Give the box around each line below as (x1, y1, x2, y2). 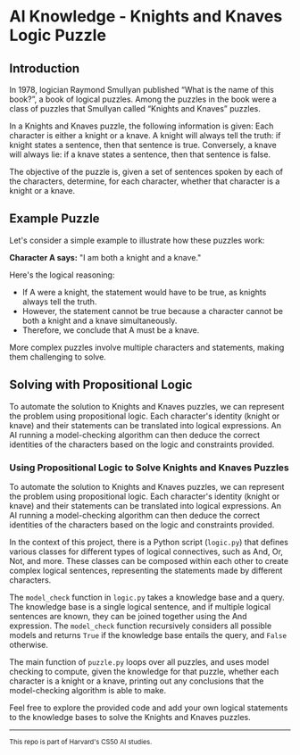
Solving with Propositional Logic (9, 377, 193, 393)
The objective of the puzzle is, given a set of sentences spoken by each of (9, 167, 284, 177)
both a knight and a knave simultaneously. (21, 315, 178, 326)
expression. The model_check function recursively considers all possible (9, 620, 272, 631)
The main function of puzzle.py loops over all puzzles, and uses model (9, 656, 270, 667)
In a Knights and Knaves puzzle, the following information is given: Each (9, 120, 274, 131)
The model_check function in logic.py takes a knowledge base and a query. (9, 592, 286, 602)
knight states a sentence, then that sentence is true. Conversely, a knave (9, 140, 277, 150)
